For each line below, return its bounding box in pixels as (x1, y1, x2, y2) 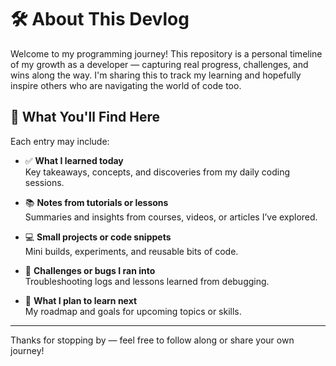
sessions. (24, 176, 65, 188)
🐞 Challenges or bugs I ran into (24, 264, 156, 276)
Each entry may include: (10, 135, 110, 147)
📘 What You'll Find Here (10, 109, 160, 126)
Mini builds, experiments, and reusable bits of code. (24, 245, 239, 257)
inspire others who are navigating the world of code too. (10, 79, 242, 91)
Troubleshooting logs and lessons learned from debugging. (24, 275, 270, 287)
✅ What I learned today (24, 154, 124, 166)
